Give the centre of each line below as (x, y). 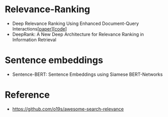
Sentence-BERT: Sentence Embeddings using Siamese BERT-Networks (87, 74)
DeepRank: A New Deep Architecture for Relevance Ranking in (78, 34)
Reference (27, 95)
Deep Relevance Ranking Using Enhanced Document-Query (76, 23)
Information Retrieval (34, 40)
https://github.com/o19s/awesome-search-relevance (68, 109)
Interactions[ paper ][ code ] (39, 28)
